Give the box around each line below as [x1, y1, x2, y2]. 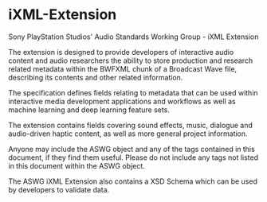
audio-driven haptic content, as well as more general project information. [8, 129, 249, 138]
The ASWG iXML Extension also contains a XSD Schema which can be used [8, 177, 257, 186]
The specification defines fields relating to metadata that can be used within [8, 87, 258, 97]
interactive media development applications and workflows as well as [8, 96, 237, 106]
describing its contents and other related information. [8, 72, 183, 82]
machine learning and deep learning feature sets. [8, 105, 170, 115]
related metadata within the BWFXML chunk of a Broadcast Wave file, [8, 64, 238, 73]
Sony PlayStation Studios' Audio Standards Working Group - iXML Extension [8, 32, 259, 41]
